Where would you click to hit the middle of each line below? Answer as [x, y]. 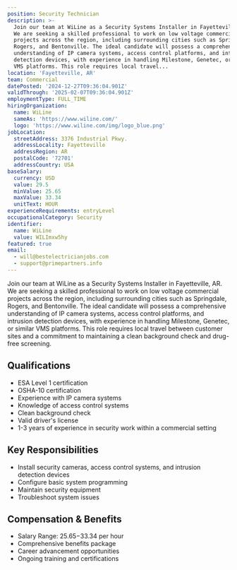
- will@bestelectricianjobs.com [61, 257]
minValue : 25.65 [37, 191]
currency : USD [34, 178]
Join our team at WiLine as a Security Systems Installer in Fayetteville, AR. [115, 283]
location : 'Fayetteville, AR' [52, 73]
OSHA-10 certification [49, 390]
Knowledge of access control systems [73, 405]
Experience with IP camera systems [69, 398]
